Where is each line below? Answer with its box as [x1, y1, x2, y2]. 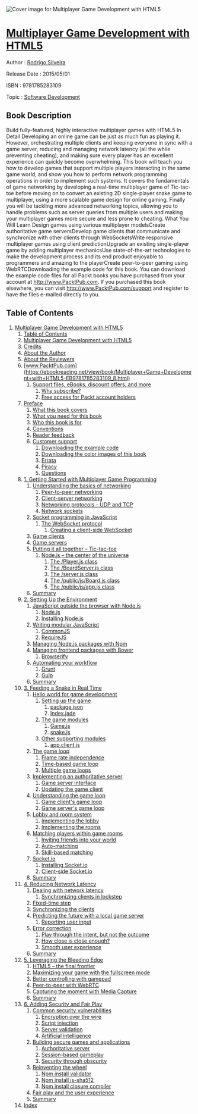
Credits [23, 343, 41, 350]
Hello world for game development [32, 690, 117, 697]
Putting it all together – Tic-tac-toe [32, 545, 117, 552]
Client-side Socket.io [41, 868, 93, 875]
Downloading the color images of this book [41, 450, 146, 458]
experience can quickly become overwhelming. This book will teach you [6, 158, 183, 165]
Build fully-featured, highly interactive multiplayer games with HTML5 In [6, 126, 182, 133]
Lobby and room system [32, 811, 92, 818]
